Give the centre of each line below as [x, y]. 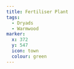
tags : [13, 17]
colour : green [29, 56]
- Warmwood [25, 28]
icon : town [25, 51]
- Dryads [23, 23]
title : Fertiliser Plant [37, 12]
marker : [16, 34]
